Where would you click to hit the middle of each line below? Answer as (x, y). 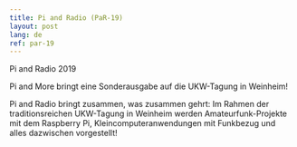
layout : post (34, 26)
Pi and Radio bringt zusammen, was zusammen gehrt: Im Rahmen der (139, 104)
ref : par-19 (32, 43)
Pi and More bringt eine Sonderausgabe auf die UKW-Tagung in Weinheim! (148, 86)
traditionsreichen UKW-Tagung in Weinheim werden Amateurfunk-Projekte (148, 113)
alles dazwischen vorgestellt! (63, 133)
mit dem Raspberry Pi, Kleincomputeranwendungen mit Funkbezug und (143, 123)
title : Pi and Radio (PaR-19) (67, 18)
